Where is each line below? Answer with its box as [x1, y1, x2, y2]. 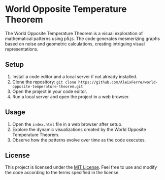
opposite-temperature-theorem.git [12, 84, 83, 89]
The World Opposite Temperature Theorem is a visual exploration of [5, 30, 143, 36]
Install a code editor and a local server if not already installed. [12, 73, 137, 80]
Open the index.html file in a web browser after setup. [12, 121, 123, 127]
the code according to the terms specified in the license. [5, 170, 120, 176]
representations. [5, 46, 38, 52]
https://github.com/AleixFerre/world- [78, 80, 158, 85]
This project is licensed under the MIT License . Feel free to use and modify [5, 164, 157, 170]
